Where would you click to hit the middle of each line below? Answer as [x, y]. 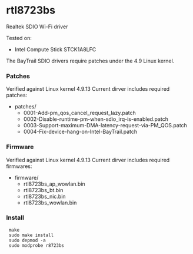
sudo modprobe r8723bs [36, 245]
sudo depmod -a [27, 240]
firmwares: [19, 166]
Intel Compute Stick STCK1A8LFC [55, 49]
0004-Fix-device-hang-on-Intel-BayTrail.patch [80, 132]
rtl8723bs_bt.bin [43, 190]
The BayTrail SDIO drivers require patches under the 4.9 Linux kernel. [90, 61]
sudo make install [31, 235]
